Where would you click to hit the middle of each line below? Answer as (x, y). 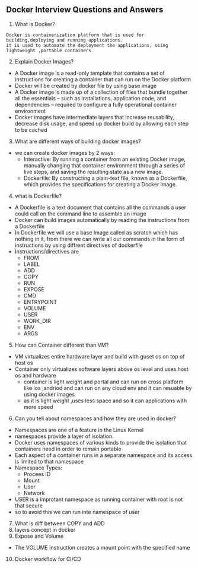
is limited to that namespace (49, 461)
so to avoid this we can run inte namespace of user (77, 512)
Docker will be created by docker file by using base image (86, 85)
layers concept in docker (45, 529)
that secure (29, 505)
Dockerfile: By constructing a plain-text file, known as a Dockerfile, (106, 178)
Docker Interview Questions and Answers (85, 10)
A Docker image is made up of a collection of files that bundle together (101, 92)
